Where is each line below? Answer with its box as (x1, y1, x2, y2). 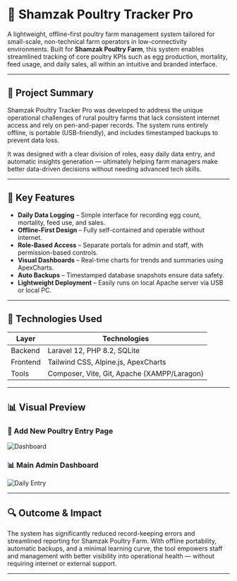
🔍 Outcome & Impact (7, 507, 102, 519)
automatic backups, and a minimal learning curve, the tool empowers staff (7, 544, 224, 553)
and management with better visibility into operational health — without (7, 552, 215, 560)
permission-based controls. (17, 248, 99, 257)
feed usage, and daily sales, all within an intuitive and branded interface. (7, 59, 217, 68)
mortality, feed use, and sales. (17, 218, 106, 226)
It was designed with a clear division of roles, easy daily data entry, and (7, 149, 215, 158)
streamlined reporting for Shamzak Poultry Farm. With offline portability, (7, 537, 217, 546)
